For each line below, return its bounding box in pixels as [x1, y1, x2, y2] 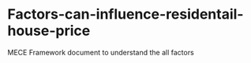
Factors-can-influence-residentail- [7, 5, 244, 23]
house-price [7, 22, 91, 40]
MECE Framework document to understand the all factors [7, 47, 194, 57]
